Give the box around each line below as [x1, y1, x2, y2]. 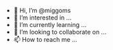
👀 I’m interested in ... [13, 14, 72, 22]
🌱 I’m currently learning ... [13, 21, 87, 28]
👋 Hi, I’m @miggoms [13, 7, 71, 14]
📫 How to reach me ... [13, 36, 77, 43]
